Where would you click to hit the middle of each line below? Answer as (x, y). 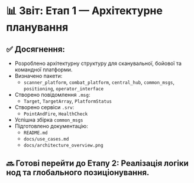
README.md (36, 133)
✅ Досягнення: (35, 49)
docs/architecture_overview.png (63, 145)
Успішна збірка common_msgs (49, 120)
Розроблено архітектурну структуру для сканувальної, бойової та (98, 63)
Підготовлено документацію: (51, 126)
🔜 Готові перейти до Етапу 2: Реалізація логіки (98, 163)
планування (37, 27)
